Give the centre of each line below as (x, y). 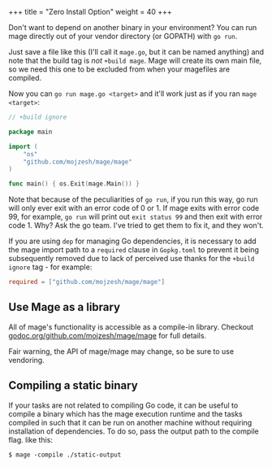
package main (30, 132)
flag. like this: (30, 439)
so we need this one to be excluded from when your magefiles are (119, 69)
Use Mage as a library (64, 307)
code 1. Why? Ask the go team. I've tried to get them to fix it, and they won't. (136, 225)
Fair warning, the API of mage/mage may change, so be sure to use (121, 351)
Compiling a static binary (73, 386)
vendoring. (26, 360)
